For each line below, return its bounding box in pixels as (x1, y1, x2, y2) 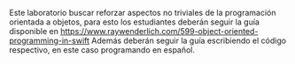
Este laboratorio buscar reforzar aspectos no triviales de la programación (9, 8, 276, 18)
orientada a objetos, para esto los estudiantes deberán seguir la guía (9, 17, 260, 27)
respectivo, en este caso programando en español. (9, 45, 196, 55)
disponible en (9, 26, 59, 36)
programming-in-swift (9, 35, 90, 46)
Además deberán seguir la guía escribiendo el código (91, 35, 286, 46)
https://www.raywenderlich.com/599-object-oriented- (60, 26, 259, 36)
